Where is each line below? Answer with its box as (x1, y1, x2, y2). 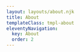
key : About (12, 31, 39, 37)
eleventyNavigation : (6, 25, 59, 32)
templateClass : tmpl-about (6, 20, 75, 26)
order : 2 (12, 36, 34, 42)
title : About (6, 14, 39, 20)
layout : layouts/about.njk (6, 8, 75, 15)
